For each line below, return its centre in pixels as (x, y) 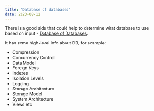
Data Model (24, 63)
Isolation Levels (28, 78)
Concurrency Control (33, 57)
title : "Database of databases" (38, 10)
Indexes (20, 73)
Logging (21, 83)
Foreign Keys (25, 68)
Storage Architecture (33, 89)
